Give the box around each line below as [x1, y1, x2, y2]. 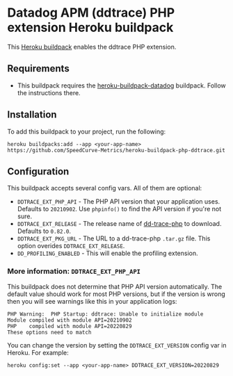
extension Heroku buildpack [7, 19, 174, 35]
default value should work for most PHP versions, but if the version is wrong [7, 290, 226, 298]
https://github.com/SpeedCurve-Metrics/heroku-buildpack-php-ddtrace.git [7, 147, 226, 154]
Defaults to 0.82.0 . [17, 227, 72, 236]
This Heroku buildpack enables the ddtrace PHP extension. [7, 42, 177, 51]
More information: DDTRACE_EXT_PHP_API [7, 266, 141, 276]
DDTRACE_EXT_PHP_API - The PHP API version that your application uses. [17, 197, 220, 206]
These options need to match [7, 329, 92, 336]
